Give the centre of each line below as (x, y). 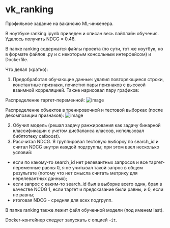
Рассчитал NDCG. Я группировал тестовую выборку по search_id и (86, 141)
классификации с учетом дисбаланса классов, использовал (78, 131)
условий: (22, 152)
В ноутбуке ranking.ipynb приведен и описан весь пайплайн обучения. (82, 33)
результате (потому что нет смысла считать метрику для (75, 173)
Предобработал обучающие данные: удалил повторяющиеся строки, (88, 79)
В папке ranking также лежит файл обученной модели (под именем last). (84, 210)
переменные (26, 167)
